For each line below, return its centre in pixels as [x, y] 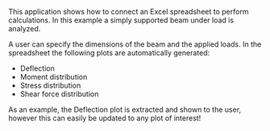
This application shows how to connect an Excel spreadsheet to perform [129, 12]
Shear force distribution [59, 94]
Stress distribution [50, 85]
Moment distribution [54, 77]
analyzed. [25, 29]
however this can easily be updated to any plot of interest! [105, 118]
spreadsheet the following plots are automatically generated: [109, 53]
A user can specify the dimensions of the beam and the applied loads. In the [135, 44]
